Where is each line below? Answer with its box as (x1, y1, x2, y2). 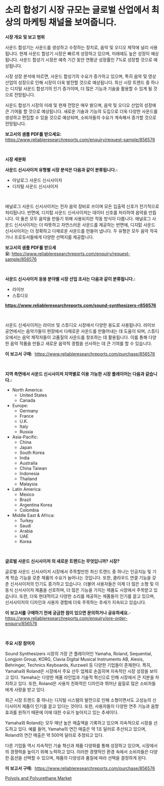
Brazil (19, 496, 31, 502)
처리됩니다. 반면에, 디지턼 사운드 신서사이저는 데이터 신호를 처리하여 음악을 (5, 210, 148, 215)
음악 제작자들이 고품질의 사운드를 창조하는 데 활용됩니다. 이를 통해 (22, 334, 148, 340)
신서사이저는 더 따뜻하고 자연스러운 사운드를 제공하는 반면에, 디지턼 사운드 (14, 222, 156, 228)
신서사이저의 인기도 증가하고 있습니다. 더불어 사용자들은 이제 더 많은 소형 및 (10, 581, 154, 587)
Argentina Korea (19, 502, 52, 508)
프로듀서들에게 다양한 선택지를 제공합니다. (14, 234, 94, 240)
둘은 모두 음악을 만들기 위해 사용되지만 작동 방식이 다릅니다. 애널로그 (20, 215, 151, 221)
